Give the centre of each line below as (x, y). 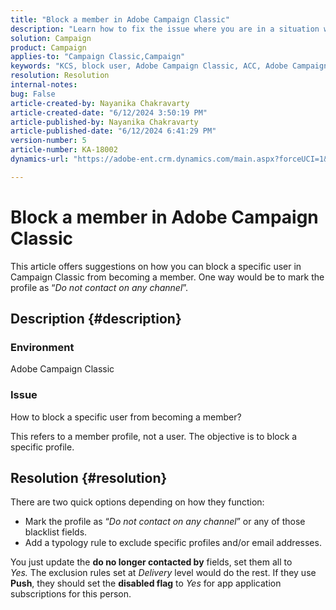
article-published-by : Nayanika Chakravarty (104, 122)
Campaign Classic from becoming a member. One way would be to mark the (167, 277)
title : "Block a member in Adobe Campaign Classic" (120, 19)
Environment (42, 347)
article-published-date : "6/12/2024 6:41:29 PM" (113, 131)
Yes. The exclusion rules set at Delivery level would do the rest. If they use (163, 573)
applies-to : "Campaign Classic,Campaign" (98, 57)
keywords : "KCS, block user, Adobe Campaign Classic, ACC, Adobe (149, 66)
